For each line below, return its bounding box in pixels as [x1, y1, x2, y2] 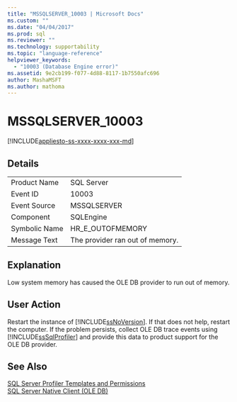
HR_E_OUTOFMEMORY [70, 224, 147, 233]
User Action [7, 298, 62, 311]
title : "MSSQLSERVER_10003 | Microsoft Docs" [7, 10, 144, 18]
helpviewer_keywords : [7, 57, 71, 64]
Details [7, 157, 39, 169]
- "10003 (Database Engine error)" [13, 63, 119, 70]
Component [11, 212, 51, 222]
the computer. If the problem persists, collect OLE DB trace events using [7, 325, 218, 333]
